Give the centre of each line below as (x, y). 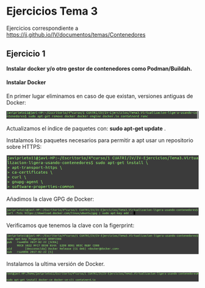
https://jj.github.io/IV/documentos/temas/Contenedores (76, 34)
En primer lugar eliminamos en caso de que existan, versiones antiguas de (100, 96)
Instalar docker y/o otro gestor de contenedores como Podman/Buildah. (99, 68)
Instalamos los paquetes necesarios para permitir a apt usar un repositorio (100, 140)
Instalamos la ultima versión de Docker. (56, 264)
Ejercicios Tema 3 (52, 11)
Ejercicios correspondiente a (42, 28)
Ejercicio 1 (26, 54)
